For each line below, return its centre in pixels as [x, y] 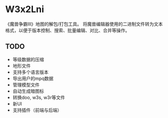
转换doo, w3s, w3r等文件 [39, 97]
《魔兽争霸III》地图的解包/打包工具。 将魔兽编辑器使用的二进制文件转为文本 [84, 24]
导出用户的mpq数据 [33, 78]
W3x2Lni [25, 9]
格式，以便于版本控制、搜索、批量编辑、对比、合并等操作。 [68, 30]
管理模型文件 [26, 85]
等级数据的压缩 [28, 59]
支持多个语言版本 [30, 72]
